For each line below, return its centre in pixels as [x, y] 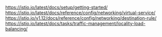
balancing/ [17, 29]
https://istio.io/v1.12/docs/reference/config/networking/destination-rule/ [81, 18]
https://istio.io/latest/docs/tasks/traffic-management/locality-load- [75, 23]
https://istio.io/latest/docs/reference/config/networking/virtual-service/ [80, 13]
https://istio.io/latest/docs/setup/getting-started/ [57, 7]
